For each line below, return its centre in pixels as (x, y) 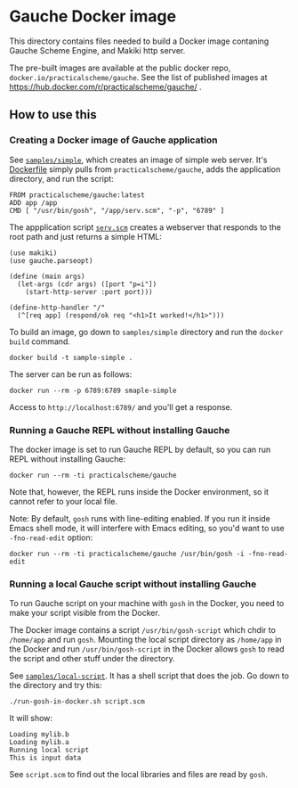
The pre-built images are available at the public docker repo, (120, 68)
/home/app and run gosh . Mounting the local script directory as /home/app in (145, 640)
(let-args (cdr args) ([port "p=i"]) (87, 284)
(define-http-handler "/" (57, 308)
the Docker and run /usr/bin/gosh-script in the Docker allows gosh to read (147, 649)
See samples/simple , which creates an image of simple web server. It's (138, 160)
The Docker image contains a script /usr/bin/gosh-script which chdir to (142, 630)
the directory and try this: (56, 685)
